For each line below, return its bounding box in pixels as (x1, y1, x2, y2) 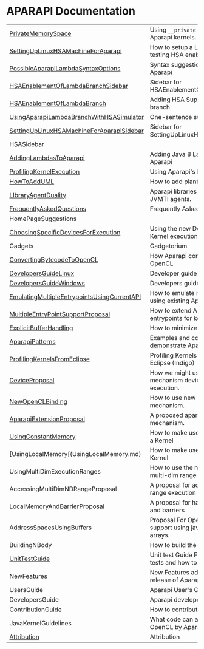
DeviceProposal (9, 376, 55, 384)
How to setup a (149, 42, 193, 51)
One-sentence (149, 112, 192, 121)
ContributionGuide (9, 605, 62, 614)
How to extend (149, 306, 192, 314)
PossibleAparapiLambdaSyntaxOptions (9, 64, 121, 72)
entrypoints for (149, 314, 192, 322)
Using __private (149, 25, 196, 34)
